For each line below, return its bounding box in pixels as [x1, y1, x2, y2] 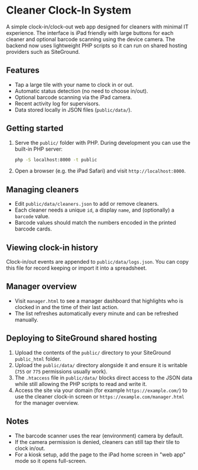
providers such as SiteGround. [6, 48, 80, 55]
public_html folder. [14, 355, 61, 362]
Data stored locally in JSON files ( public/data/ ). [14, 106, 132, 113]
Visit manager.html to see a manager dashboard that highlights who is [14, 297, 184, 304]
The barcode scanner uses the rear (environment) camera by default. [14, 432, 184, 439]
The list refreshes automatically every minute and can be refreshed [14, 310, 178, 317]
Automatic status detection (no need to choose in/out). [14, 87, 148, 95]
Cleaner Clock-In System [6, 4, 132, 17]
